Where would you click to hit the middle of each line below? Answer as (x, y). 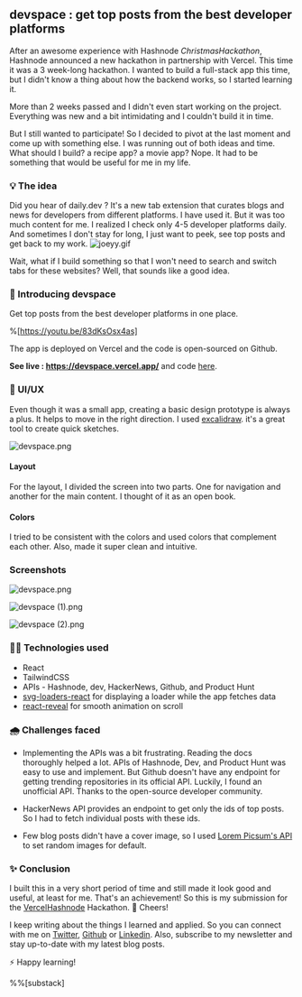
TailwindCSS (46, 677)
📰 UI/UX (27, 390)
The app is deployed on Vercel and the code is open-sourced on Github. (143, 349)
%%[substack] (37, 983)
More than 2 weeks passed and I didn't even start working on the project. (146, 106)
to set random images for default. (84, 845)
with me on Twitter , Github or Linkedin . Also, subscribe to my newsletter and (151, 935)
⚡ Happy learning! (43, 962)
